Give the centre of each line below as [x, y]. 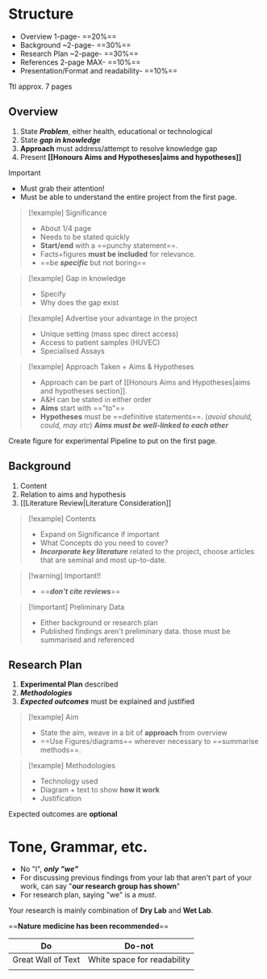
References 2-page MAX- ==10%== [80, 62]
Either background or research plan [99, 622]
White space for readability [139, 960]
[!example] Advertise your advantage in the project [113, 318]
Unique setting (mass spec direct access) [109, 334]
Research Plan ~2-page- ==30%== [79, 53]
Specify [53, 294]
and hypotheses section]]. [83, 391]
